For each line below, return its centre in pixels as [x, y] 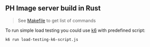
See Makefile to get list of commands [57, 20]
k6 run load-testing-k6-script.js [42, 39]
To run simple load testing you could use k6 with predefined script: [76, 30]
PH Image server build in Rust [53, 8]
